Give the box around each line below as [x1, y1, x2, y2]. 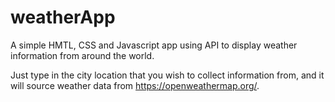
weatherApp [10, 6, 116, 29]
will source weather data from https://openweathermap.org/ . [10, 79, 260, 91]
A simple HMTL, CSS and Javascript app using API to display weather [10, 39, 298, 51]
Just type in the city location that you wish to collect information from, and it [10, 69, 325, 81]
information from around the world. [10, 49, 155, 61]
